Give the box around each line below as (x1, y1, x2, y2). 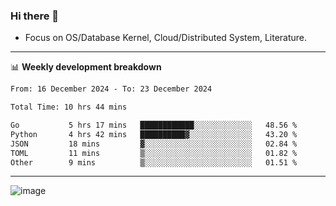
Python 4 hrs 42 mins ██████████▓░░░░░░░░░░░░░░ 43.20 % (10, 129, 298, 139)
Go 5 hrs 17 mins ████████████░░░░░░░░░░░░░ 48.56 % (10, 120, 298, 131)
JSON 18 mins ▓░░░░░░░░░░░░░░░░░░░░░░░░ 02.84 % (10, 139, 298, 149)
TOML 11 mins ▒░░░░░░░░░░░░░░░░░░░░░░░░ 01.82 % (10, 148, 298, 158)
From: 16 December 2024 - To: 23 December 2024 (10, 84, 213, 94)
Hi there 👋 (10, 9, 60, 23)
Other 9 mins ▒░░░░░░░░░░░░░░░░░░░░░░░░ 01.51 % (10, 157, 298, 168)
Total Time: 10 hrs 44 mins (10, 102, 128, 113)
